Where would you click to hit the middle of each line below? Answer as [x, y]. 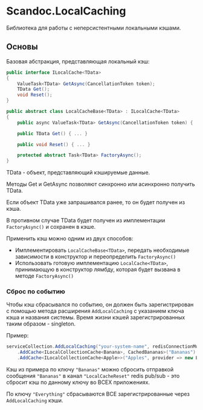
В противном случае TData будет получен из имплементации [86, 220]
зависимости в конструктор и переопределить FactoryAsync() [95, 257]
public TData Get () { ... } [52, 133]
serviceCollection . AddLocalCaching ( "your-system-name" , [78, 347]
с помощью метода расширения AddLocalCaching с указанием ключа [95, 311]
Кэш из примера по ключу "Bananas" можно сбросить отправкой [90, 370]
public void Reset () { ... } [54, 144]
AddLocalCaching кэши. [35, 400]
